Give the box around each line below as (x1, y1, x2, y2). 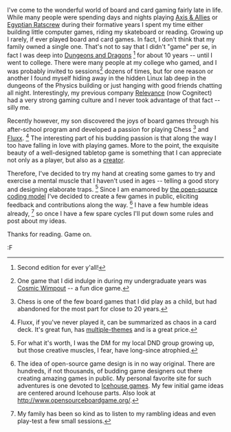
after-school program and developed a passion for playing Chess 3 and (7, 124, 209, 133)
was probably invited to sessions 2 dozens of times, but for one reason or (7, 66, 214, 75)
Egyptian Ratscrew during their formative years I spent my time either (7, 21, 203, 28)
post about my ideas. (7, 217, 67, 225)
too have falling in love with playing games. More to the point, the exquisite (7, 141, 219, 149)
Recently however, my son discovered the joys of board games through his (7, 117, 219, 125)
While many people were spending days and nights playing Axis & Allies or (7, 13, 218, 21)
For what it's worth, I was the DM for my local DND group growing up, (16, 338, 214, 347)
